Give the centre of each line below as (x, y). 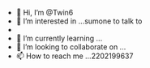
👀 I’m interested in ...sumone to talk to (79, 21)
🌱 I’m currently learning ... (59, 38)
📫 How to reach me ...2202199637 (75, 56)
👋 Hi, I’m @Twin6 (45, 13)
